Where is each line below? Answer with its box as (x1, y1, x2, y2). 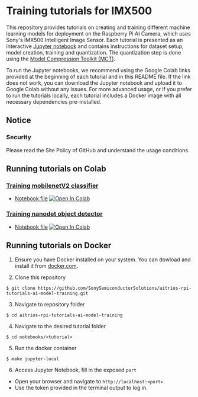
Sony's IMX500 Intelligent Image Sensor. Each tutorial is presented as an (6, 36, 183, 43)
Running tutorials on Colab (6, 164, 106, 174)
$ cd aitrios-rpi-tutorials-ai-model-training (6, 312, 123, 318)
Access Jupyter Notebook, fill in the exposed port (14, 366, 137, 374)
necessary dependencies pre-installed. (6, 98, 102, 105)
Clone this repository (14, 274, 66, 281)
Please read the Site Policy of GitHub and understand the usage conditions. (6, 146, 190, 153)
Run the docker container (14, 345, 77, 352)
